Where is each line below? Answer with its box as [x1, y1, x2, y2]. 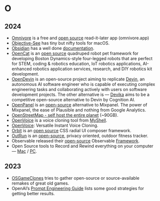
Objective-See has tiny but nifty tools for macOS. [11, 40, 110, 46]
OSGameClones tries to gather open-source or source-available [11, 175, 140, 181]
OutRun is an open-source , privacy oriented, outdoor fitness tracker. [11, 133, 148, 139]
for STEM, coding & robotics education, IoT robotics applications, [11, 61, 142, 66]
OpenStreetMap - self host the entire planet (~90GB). [11, 112, 118, 118]
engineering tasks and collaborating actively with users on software [11, 87, 147, 92]
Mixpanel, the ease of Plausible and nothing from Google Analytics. [11, 107, 146, 113]
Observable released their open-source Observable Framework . [11, 138, 140, 143]
